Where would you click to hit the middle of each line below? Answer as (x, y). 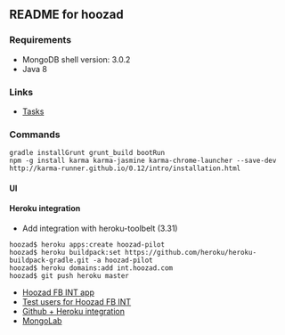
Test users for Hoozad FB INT (77, 302)
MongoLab (42, 321)
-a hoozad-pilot (123, 261)
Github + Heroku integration (73, 312)
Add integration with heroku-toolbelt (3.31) (100, 229)
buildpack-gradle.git (49, 261)
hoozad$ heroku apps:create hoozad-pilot (87, 245)
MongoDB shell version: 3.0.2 (76, 59)
